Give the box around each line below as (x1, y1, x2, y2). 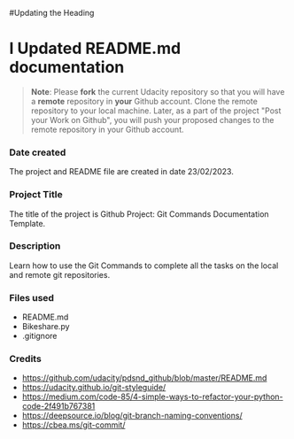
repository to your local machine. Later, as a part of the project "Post (30, 105, 282, 116)
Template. (9, 218, 46, 228)
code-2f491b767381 (21, 401, 96, 412)
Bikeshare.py (21, 321, 70, 332)
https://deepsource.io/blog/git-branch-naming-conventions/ (21, 411, 243, 421)
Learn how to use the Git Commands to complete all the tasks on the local (9, 260, 279, 271)
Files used (9, 291, 55, 304)
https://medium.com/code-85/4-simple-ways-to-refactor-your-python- (21, 391, 283, 402)
